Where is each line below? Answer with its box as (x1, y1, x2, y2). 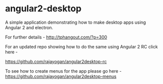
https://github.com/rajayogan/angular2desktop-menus (5, 73, 116, 79)
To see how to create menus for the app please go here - (5, 68, 122, 74)
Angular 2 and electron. (5, 24, 54, 30)
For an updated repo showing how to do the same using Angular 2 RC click (5, 43, 158, 49)
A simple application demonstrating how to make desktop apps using (5, 19, 146, 25)
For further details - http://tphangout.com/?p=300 (5, 34, 108, 40)
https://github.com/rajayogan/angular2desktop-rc (5, 58, 107, 64)
